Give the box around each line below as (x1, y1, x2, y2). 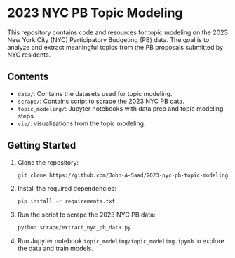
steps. (17, 111, 36, 120)
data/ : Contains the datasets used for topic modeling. (17, 89, 173, 97)
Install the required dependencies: (17, 184, 117, 193)
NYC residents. (7, 50, 51, 59)
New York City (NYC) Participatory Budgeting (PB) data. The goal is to (7, 35, 210, 43)
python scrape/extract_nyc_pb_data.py (17, 224, 131, 231)
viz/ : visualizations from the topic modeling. (17, 119, 146, 128)
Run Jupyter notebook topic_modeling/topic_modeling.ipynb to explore (17, 237, 224, 245)
